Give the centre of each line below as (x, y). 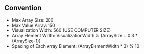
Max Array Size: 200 (33, 20)
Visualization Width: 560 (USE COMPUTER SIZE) (61, 30)
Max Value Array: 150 (33, 25)
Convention (23, 8)
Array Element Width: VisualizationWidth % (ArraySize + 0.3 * (74, 35)
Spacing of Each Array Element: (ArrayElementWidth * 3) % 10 (75, 46)
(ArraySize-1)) (26, 41)
